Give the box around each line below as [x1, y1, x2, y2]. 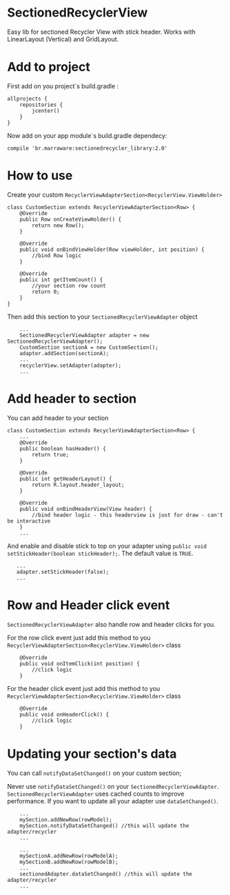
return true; [32, 451, 70, 458]
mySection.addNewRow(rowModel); [19, 816, 112, 823]
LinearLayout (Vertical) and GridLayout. [7, 34, 119, 43]
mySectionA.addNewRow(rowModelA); [19, 852, 118, 859]
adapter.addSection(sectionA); [19, 350, 109, 356]
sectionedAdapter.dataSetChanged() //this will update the [19, 870, 193, 877]
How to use [7, 168, 73, 183]
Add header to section [7, 391, 137, 406]
